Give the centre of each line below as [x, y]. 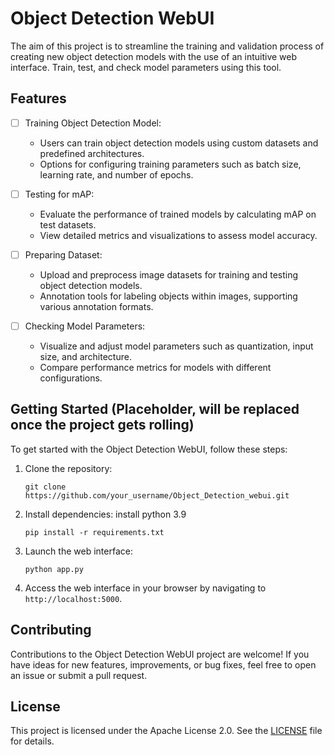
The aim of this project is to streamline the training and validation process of [167, 46]
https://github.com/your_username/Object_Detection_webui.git [157, 495]
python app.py [54, 569]
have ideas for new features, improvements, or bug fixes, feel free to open [163, 664]
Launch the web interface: [78, 551]
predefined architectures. [92, 153]
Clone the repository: [68, 468]
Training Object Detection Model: [93, 123]
